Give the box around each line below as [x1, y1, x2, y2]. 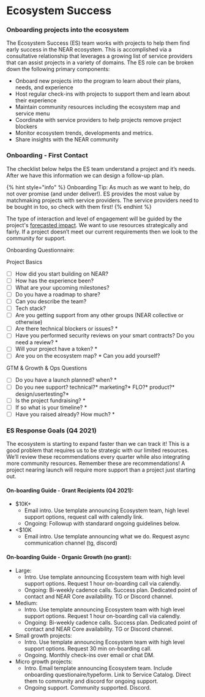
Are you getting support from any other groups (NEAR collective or [15, 312, 184, 319]
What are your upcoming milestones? [15, 284, 110, 291]
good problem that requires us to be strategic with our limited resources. [6, 446, 190, 454]
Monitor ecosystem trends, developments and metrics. [15, 129, 154, 137]
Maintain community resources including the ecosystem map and [15, 104, 181, 111]
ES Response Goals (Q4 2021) [6, 426, 97, 435]
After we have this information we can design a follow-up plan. [6, 171, 165, 179]
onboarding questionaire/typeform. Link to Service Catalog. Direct [24, 671, 192, 679]
